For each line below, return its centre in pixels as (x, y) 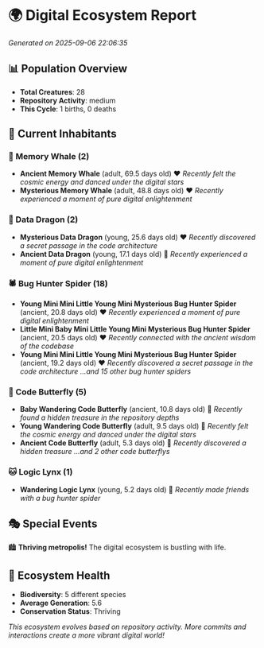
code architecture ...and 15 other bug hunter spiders (105, 371)
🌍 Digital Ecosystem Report (103, 16)
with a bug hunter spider (60, 498)
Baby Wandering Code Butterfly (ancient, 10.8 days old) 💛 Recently (131, 409)
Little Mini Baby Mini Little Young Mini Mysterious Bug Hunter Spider (135, 329)
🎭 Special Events (53, 524)
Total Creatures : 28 (52, 91)
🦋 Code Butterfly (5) (48, 392)
